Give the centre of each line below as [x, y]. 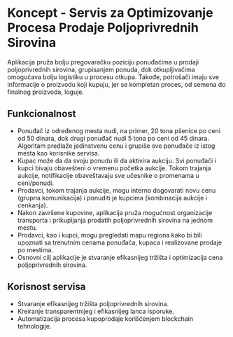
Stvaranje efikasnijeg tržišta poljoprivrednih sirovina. [93, 303]
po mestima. [35, 249]
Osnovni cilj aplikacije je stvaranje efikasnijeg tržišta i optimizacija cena [120, 257]
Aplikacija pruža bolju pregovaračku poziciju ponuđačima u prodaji [103, 62]
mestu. [27, 227]
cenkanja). [33, 205]
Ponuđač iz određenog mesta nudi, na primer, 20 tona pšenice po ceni [119, 130]
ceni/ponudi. [36, 183]
